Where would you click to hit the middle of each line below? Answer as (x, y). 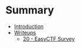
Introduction (29, 26)
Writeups (25, 32)
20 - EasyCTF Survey (49, 39)
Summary (30, 10)
